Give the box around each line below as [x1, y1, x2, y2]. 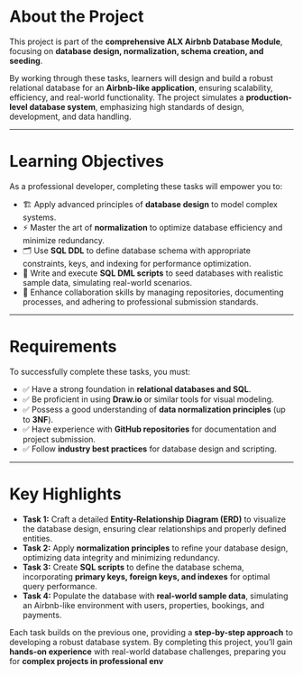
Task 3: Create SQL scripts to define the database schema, [22, 561, 245, 572]
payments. [22, 609, 62, 620]
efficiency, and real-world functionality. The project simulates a [9, 92, 244, 103]
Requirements [9, 336, 117, 357]
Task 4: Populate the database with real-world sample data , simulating [22, 590, 289, 601]
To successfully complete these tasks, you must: [9, 366, 191, 377]
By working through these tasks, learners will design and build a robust [9, 72, 273, 83]
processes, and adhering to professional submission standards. [22, 296, 259, 307]
